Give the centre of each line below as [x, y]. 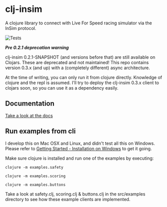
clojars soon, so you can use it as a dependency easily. [62, 88]
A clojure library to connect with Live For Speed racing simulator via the [79, 23]
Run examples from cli [40, 131]
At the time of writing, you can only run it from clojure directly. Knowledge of [84, 77]
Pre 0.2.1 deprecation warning [37, 47]
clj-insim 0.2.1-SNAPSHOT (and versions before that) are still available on [80, 57]
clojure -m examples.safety [34, 167]
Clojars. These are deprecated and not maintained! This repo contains [77, 62]
